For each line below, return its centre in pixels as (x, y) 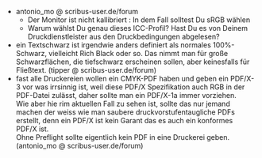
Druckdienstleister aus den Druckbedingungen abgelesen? (123, 36)
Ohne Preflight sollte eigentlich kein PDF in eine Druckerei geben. (123, 137)
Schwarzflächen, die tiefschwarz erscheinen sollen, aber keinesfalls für (133, 62)
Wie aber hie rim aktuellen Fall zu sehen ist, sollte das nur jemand (123, 103)
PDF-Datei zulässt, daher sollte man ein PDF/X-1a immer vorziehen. (126, 95)
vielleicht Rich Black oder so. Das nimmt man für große (139, 53)
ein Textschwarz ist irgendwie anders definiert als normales (114, 45)
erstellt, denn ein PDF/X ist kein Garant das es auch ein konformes (124, 120)
